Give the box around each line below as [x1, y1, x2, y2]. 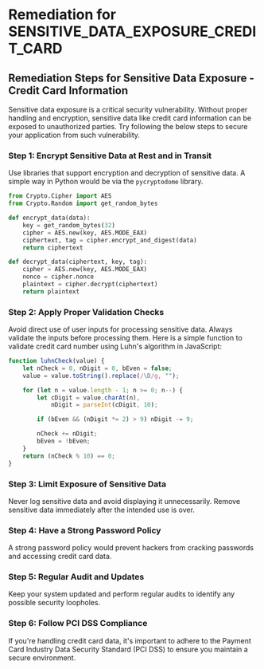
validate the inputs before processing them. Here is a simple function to [8, 333, 243, 343]
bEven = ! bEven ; [37, 437, 91, 446]
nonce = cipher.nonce [22, 273, 94, 281]
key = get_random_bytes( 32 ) [22, 221, 115, 229]
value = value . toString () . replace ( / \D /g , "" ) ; [22, 372, 180, 380]
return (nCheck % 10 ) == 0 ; [22, 452, 115, 460]
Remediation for [8, 6, 117, 24]
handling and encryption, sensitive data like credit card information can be [8, 113, 252, 123]
